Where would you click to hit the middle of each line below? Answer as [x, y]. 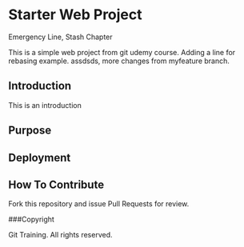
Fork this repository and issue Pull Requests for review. [99, 204]
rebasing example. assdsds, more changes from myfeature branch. [119, 61]
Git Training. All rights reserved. [61, 235]
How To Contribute [56, 184]
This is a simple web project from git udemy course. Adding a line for [122, 52]
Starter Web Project [75, 15]
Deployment [40, 157]
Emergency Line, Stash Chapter [61, 37]
